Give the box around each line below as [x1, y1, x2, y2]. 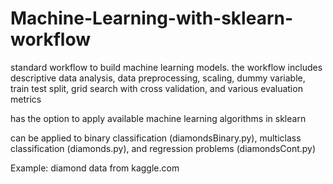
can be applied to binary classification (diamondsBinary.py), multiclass [10, 132, 302, 144]
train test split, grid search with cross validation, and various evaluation [10, 82, 303, 94]
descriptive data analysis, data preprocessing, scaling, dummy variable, [10, 72, 306, 84]
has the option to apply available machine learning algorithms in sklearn [10, 112, 307, 124]
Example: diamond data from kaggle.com [10, 162, 180, 174]
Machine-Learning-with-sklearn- [10, 7, 294, 30]
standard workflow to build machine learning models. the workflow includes [10, 61, 323, 73]
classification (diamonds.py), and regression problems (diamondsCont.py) [10, 142, 317, 154]
